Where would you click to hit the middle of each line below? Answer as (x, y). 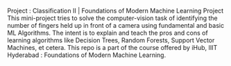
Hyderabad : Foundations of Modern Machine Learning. (87, 55)
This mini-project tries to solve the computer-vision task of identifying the (112, 18)
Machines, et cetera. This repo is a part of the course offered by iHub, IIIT (112, 48)
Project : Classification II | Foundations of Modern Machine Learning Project (115, 11)
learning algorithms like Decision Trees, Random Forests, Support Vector (111, 40)
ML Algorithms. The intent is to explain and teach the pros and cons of (108, 33)
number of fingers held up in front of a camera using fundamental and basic (115, 25)
